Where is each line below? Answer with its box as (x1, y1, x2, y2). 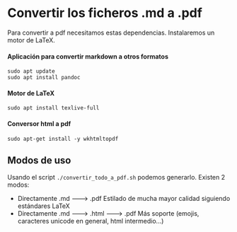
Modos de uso (7, 154, 71, 166)
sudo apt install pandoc (7, 74, 81, 81)
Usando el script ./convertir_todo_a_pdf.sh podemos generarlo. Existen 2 (7, 173, 225, 182)
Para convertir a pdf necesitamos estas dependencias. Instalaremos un (7, 28, 215, 37)
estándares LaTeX (17, 202, 71, 210)
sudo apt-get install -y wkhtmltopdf (7, 135, 119, 142)
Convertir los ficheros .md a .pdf (7, 5, 203, 21)
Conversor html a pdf (7, 119, 71, 128)
